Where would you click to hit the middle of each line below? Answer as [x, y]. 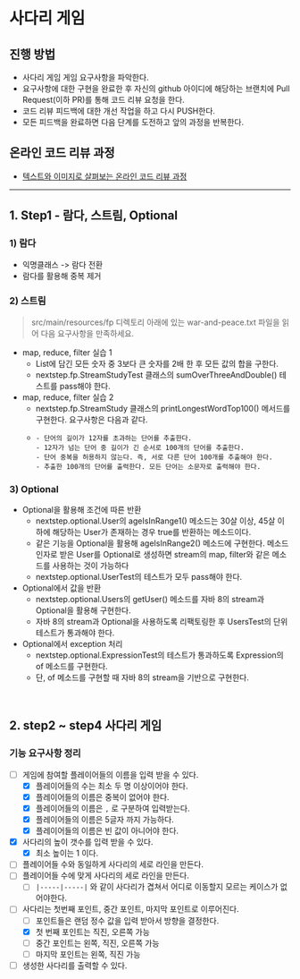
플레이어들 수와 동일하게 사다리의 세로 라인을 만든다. [112, 864]
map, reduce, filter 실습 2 [68, 397]
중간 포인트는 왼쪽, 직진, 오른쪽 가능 [97, 943]
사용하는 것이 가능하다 [91, 566]
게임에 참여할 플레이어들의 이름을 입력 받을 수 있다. [110, 774]
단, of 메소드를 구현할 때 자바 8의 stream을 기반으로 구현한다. [142, 677]
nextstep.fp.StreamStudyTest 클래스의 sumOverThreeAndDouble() [156, 375]
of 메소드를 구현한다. [72, 667]
